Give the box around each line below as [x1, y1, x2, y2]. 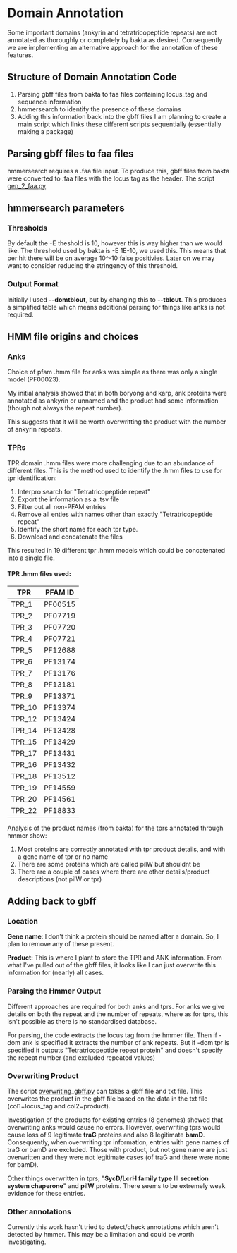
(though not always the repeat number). [7, 404, 123, 412]
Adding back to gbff [7, 896, 97, 907]
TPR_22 [11, 805, 37, 815]
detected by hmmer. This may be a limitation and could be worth [7, 1230, 195, 1239]
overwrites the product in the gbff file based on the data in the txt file [7, 1094, 208, 1103]
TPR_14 [11, 725, 37, 735]
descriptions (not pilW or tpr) [17, 874, 102, 883]
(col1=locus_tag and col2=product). [7, 1102, 111, 1111]
